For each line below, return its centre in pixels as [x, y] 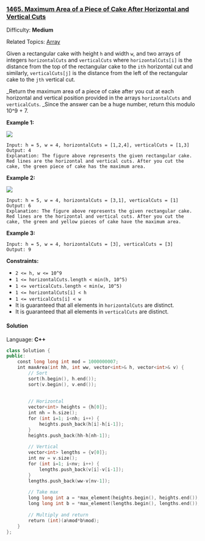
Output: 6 [19, 206]
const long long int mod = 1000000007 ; [68, 362]
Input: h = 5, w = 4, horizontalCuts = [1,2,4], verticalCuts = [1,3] [98, 145]
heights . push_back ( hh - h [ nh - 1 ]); [70, 435]
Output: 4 [19, 151]
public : [16, 356]
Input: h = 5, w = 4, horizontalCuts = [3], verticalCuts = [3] [90, 245]
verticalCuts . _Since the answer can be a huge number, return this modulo [101, 104]
